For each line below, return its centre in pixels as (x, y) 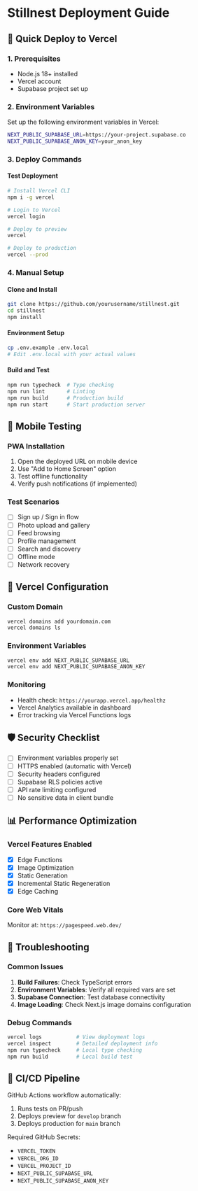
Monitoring (27, 685)
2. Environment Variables (51, 106)
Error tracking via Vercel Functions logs (74, 714)
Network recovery (43, 564)
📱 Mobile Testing (44, 426)
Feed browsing (39, 533)
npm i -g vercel (31, 197)
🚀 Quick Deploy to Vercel (62, 39)
